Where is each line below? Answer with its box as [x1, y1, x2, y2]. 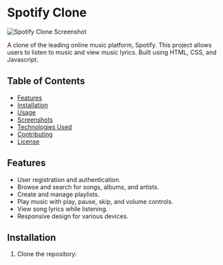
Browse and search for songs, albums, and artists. [16, 183, 159, 191]
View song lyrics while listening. [16, 205, 108, 213]
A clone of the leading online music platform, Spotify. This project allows [7, 41, 212, 49]
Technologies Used [16, 122, 72, 131]
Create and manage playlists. [16, 190, 99, 198]
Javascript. [7, 55, 39, 63]
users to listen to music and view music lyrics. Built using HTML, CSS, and [7, 48, 217, 56]
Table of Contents [7, 76, 86, 87]
